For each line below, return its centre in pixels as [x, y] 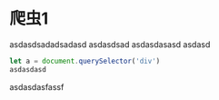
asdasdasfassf [37, 86]
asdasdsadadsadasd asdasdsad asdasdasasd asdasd [110, 44]
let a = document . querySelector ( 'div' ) [85, 61]
